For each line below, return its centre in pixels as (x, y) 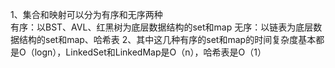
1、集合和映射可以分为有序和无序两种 (86, 14)
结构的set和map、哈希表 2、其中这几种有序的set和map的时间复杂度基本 (167, 39)
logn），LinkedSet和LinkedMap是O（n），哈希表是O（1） (150, 52)
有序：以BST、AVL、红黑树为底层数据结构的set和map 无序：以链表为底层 (162, 27)
